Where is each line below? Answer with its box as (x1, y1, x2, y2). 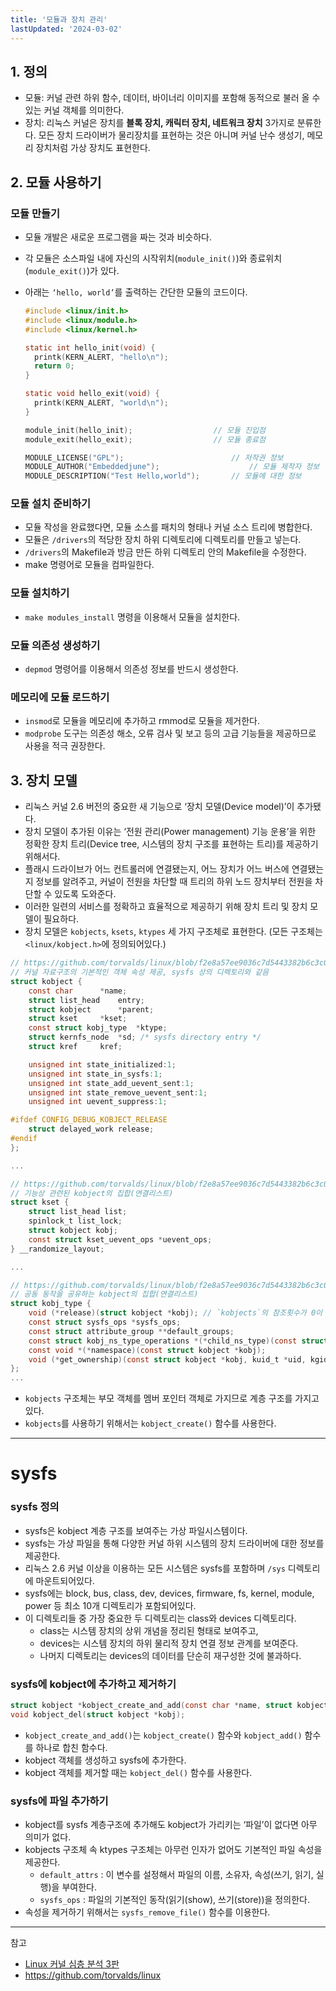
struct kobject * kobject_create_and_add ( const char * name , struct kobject (10, 1700, 329, 1710)
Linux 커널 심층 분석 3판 (24, 1957, 120, 1970)
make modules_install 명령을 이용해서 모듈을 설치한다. (24, 611, 241, 623)
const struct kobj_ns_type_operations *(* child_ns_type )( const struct (28, 1336, 329, 1346)
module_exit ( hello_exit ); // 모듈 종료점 (24, 434, 266, 445)
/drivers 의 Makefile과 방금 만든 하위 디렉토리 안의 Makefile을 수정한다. (24, 546, 307, 558)
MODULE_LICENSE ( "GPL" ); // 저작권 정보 (24, 452, 284, 463)
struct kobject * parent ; (28, 1004, 155, 1015)
